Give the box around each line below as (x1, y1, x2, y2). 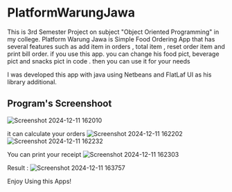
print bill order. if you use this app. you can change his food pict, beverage (7, 50, 220, 58)
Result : (7, 164, 29, 172)
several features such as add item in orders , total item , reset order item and (7, 42, 225, 50)
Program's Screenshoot (7, 98, 112, 110)
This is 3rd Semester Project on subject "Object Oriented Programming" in (7, 28, 220, 36)
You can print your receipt (7, 150, 82, 158)
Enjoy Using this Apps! (7, 177, 71, 185)
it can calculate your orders (7, 129, 85, 137)
